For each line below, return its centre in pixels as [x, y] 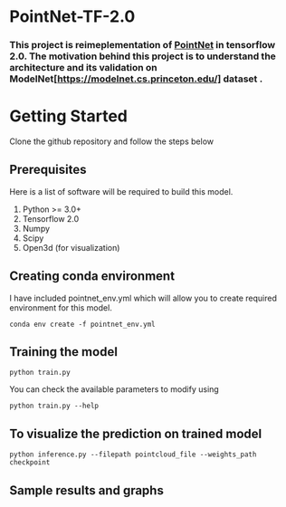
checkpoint [30, 463]
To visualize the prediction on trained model [136, 433]
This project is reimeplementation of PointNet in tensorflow [143, 45]
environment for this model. [61, 307]
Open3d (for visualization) [71, 247]
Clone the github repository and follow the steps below [112, 141]
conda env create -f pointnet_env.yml [82, 324]
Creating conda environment [92, 277]
